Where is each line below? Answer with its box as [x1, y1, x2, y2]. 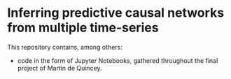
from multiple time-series [7, 20, 159, 36]
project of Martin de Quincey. [17, 64, 103, 72]
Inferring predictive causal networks [7, 5, 225, 21]
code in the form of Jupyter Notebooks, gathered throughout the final [17, 56, 218, 64]
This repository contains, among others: [7, 43, 122, 51]
